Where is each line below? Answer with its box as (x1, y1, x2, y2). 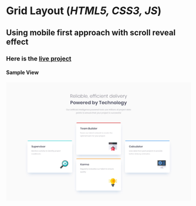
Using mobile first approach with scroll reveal (6, 28, 176, 38)
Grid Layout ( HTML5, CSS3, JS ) (6, 4, 162, 18)
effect (6, 36, 29, 46)
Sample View (6, 69, 39, 76)
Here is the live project (6, 54, 72, 62)
